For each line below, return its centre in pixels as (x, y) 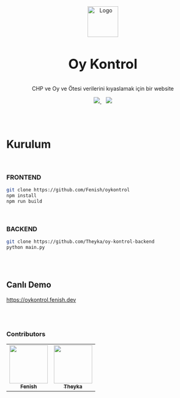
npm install (21, 196)
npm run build (24, 201)
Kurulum (29, 144)
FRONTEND (24, 177)
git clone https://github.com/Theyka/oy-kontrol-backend (81, 242)
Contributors (26, 334)
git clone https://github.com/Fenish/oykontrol (68, 190)
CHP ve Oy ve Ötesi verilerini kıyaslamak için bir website (103, 89)
